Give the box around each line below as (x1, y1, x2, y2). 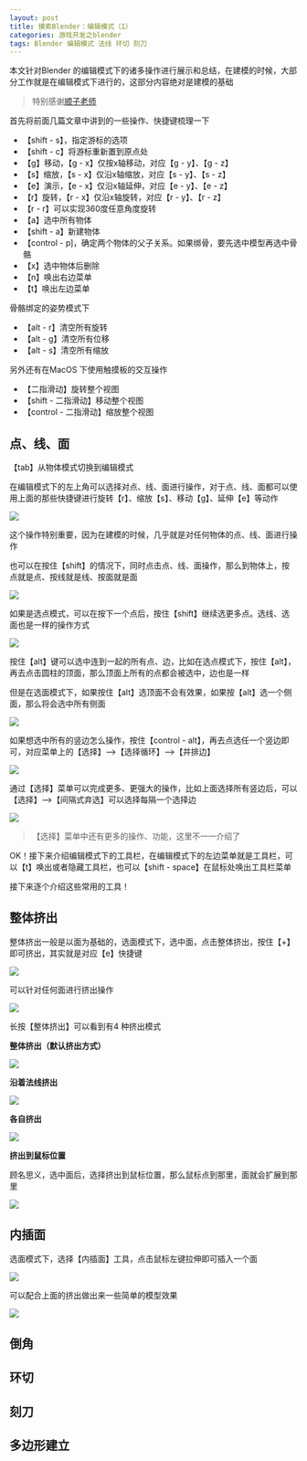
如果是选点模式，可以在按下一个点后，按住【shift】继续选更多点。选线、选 (9, 609, 291, 619)
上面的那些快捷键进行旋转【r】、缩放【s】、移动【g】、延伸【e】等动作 (16, 492, 279, 503)
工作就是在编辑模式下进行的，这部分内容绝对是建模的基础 (16, 77, 234, 88)
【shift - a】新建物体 (22, 226, 101, 238)
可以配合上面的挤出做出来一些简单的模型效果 (9, 1289, 178, 1300)
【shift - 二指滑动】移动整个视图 (22, 395, 144, 407)
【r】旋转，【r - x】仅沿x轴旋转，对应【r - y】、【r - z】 (22, 192, 226, 203)
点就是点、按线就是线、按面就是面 (9, 572, 138, 583)
